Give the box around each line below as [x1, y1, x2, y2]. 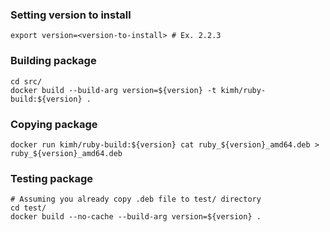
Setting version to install [10, 8, 132, 22]
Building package [10, 54, 97, 68]
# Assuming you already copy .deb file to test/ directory [10, 194, 262, 205]
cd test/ [10, 203, 47, 213]
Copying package [10, 117, 98, 131]
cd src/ [10, 76, 43, 87]
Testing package [10, 171, 94, 185]
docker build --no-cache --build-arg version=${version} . [10, 212, 262, 222]
